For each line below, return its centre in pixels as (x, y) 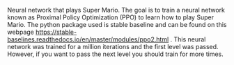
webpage (21, 32)
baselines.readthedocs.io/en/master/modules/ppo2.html (88, 39)
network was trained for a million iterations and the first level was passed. (113, 47)
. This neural (188, 39)
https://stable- (56, 32)
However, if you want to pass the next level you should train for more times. (116, 54)
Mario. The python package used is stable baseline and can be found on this (117, 25)
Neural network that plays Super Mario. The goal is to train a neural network (116, 10)
